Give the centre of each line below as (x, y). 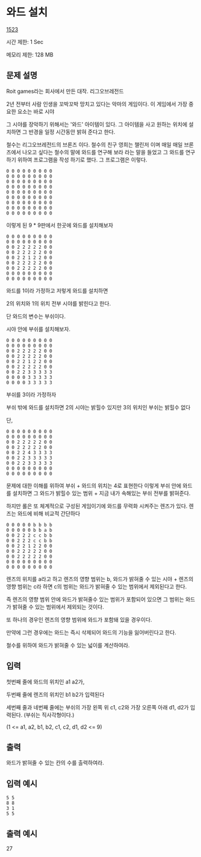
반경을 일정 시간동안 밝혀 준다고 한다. (72, 132)
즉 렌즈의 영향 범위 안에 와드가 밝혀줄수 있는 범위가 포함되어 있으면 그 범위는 (95, 599)
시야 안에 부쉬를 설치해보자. (39, 329)
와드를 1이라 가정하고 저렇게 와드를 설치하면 (57, 290)
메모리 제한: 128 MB (30, 54)
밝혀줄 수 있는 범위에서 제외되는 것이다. (58, 606)
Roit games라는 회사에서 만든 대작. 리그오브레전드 (65, 91)
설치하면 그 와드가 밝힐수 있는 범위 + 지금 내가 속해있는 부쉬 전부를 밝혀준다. (101, 493)
